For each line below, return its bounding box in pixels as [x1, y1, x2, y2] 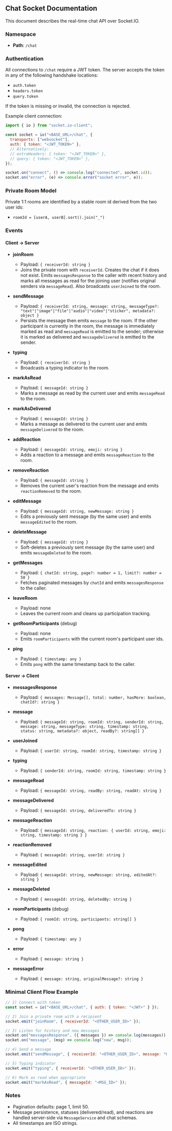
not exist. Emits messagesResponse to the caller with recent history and [20, 272, 167, 278]
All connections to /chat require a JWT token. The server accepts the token [5, 67, 165, 73]
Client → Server [5, 239, 39, 246]
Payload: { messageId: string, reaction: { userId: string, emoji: [20, 827, 166, 833]
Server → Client [5, 673, 39, 679]
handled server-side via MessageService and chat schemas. [12, 1115, 138, 1121]
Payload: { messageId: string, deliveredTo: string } [20, 807, 137, 813]
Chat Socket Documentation [5, 4, 97, 13]
